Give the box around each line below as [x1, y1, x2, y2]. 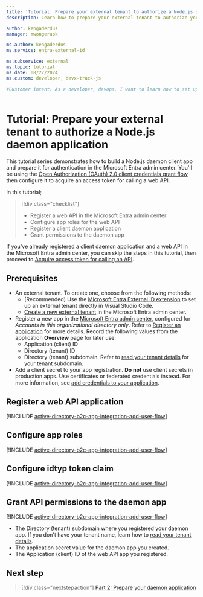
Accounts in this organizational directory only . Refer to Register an [14, 321, 181, 329]
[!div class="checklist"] [21, 200, 80, 208]
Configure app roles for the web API [30, 219, 120, 226]
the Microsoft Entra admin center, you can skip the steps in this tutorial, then [6, 249, 196, 257]
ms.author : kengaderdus [6, 42, 66, 48]
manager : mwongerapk [6, 31, 59, 37]
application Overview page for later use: [14, 334, 117, 342]
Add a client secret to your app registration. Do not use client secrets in [14, 366, 193, 374]
